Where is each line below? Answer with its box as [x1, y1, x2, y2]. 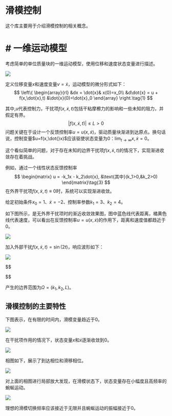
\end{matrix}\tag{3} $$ [61, 179, 111, 185]
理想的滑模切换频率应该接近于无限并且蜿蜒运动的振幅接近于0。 [5, 405, 138, 411]
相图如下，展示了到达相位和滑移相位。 [5, 357, 86, 364]
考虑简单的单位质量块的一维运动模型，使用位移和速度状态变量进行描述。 [5, 60, 158, 67]
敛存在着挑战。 [5, 154, 37, 160]
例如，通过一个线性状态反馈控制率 [5, 164, 77, 171]
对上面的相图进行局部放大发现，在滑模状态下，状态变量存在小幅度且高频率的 [5, 378, 167, 384]
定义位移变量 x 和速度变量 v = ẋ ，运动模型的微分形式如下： [5, 81, 126, 87]
